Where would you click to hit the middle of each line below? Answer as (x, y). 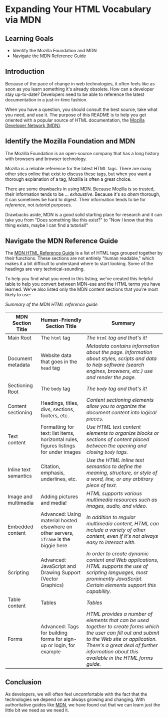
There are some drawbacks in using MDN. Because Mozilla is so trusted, (80, 189)
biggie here (54, 546)
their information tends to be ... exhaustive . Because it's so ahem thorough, (83, 194)
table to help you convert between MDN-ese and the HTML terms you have (83, 284)
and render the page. (111, 378)
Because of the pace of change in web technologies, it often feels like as (80, 83)
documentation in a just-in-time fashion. (46, 99)
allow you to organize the (116, 406)
